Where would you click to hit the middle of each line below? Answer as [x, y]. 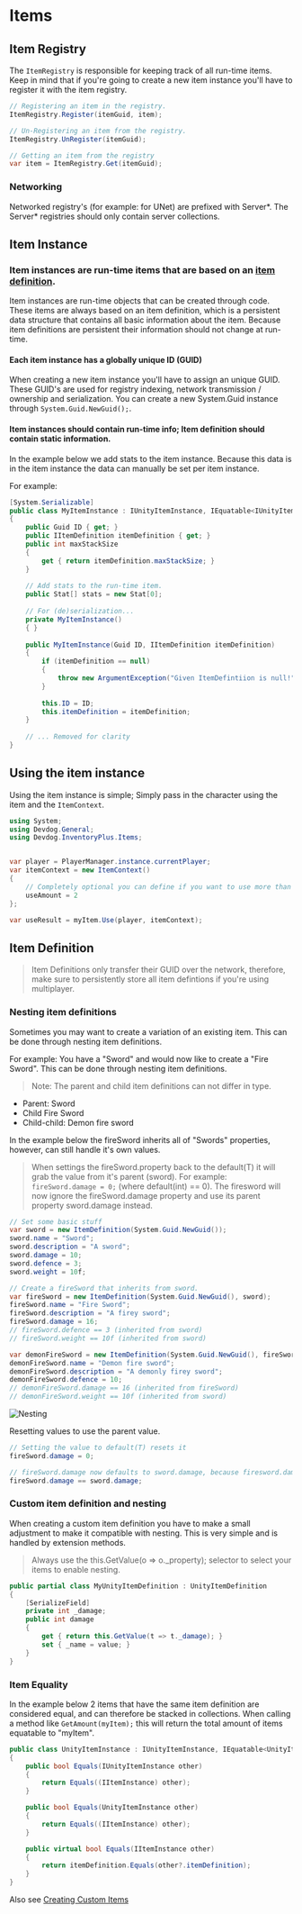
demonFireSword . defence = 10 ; [66, 1380]
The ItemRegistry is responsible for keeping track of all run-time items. [141, 70]
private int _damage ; [66, 1611]
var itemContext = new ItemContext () [80, 870]
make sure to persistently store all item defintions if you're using [150, 979]
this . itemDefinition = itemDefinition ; [116, 712]
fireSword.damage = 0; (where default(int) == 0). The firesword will [156, 1186]
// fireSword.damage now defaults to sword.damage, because [124, 1472]
